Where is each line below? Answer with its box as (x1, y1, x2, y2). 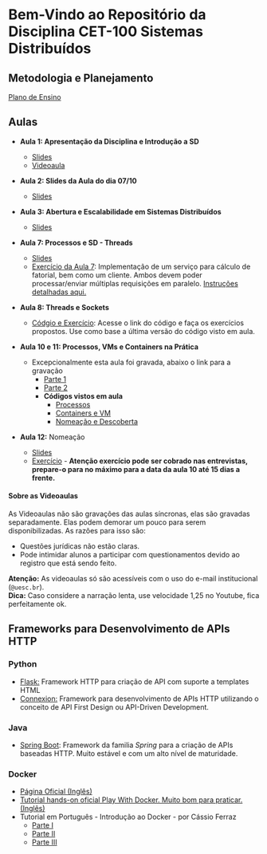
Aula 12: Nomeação (19, 432, 85, 442)
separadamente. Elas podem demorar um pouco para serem (8, 518, 206, 527)
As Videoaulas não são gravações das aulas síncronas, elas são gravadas (8, 509, 250, 519)
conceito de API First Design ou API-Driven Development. (19, 702, 210, 711)
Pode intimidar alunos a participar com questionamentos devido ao (19, 550, 241, 560)
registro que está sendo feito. (19, 558, 117, 568)
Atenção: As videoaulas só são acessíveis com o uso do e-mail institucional (8, 574, 258, 584)
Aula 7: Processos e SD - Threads (19, 238, 133, 247)
